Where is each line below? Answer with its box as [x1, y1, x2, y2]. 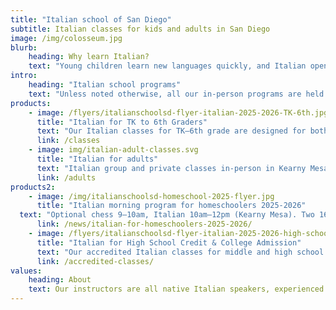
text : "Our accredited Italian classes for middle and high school [36, 247, 325, 257]
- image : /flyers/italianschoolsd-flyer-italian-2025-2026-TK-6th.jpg [28, 107, 329, 118]
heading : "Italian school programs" [28, 80, 182, 90]
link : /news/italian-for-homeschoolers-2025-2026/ [36, 219, 253, 230]
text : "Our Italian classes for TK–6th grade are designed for [36, 126, 307, 136]
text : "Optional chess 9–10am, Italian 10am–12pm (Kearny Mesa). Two [19, 210, 315, 220]
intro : [10, 71, 38, 81]
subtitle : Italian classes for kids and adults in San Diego [10, 24, 271, 34]
